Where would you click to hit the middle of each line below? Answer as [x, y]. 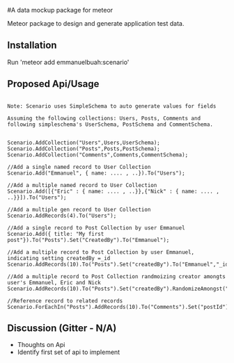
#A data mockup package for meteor [60, 10]
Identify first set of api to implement [69, 352]
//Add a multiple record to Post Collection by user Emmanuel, [101, 252]
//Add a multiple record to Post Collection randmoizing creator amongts [117, 276]
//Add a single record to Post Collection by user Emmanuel [96, 228]
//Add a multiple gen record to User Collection [79, 209]
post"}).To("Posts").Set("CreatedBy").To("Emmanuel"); [88, 240]
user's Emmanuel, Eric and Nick [54, 282]
